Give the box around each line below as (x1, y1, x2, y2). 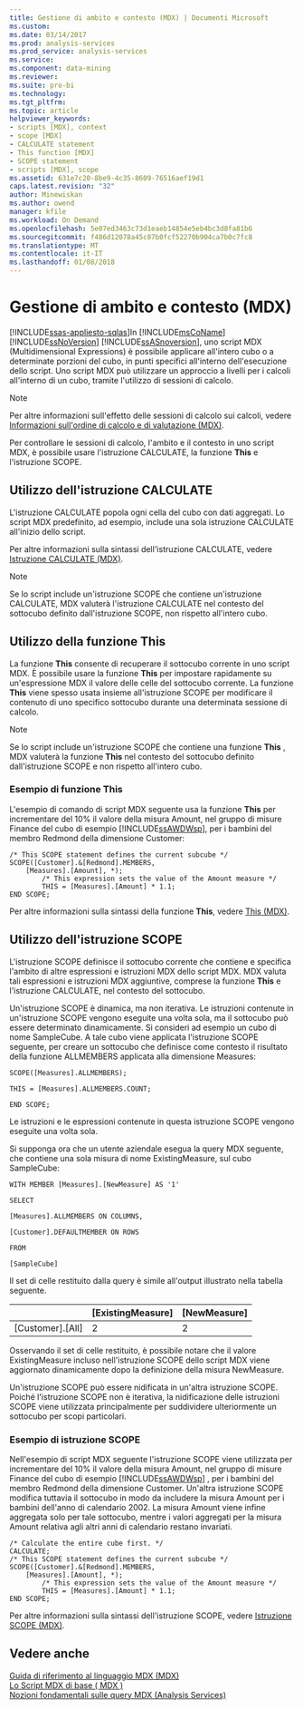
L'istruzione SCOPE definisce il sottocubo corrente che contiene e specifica (9, 956, 292, 966)
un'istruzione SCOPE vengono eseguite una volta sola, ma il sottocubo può (9, 1012, 289, 1023)
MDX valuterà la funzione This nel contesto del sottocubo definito (9, 751, 255, 762)
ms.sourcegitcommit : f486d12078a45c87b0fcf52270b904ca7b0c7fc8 (9, 232, 253, 241)
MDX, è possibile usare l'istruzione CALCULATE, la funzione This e (9, 446, 259, 458)
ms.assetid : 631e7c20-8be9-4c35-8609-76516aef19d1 (9, 173, 204, 182)
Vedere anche (9, 1646, 90, 1662)
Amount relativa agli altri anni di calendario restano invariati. (9, 1520, 232, 1532)
